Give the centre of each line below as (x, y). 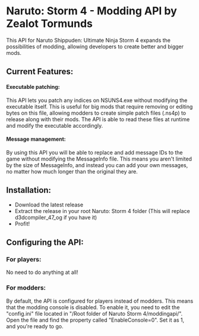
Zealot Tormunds (50, 24)
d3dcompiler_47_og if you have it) (56, 217)
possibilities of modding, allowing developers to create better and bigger (95, 47)
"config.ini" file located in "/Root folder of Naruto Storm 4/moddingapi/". (94, 313)
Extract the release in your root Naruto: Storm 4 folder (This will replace (102, 211)
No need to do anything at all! (42, 272)
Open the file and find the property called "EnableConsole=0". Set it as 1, (95, 320)
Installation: (29, 190)
